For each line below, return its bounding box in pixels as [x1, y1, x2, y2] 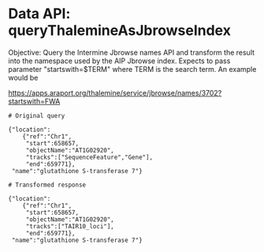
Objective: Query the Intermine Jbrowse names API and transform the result [8, 47, 255, 57]
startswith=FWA [8, 96, 61, 106]
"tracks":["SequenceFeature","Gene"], [25, 153, 154, 161]
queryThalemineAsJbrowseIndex [8, 21, 231, 39]
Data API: [8, 5, 71, 23]
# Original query [8, 111, 65, 119]
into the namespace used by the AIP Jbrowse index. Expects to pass [8, 56, 231, 66]
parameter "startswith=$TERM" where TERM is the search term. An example [8, 64, 257, 73]
